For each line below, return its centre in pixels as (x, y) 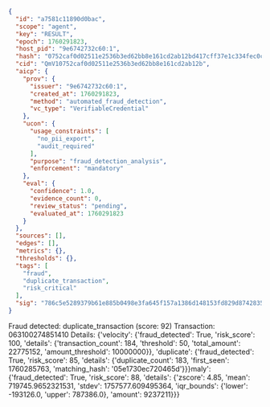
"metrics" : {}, (41, 251)
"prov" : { (39, 79)
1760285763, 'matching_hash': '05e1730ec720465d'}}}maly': (110, 368)
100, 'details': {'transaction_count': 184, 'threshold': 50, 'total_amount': (125, 343)
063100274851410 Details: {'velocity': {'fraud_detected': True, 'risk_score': (132, 335)
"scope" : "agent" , (47, 27)
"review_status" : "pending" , (78, 206)
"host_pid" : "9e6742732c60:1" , (68, 49)
